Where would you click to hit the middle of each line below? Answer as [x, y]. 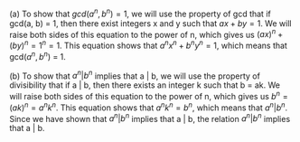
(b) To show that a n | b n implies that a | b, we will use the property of [135, 75]
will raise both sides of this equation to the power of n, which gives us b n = [149, 95]
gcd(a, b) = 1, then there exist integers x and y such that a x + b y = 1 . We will [150, 23]
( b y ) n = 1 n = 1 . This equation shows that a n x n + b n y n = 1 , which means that [148, 45]
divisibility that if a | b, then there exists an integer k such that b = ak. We [145, 85]
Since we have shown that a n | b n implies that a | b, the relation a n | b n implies [150, 118]
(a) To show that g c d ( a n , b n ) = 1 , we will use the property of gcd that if [140, 13]
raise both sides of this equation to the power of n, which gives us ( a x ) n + [146, 33]
